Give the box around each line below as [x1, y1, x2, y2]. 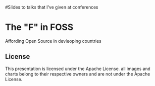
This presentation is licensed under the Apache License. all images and [5, 66, 151, 72]
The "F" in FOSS [5, 22, 73, 33]
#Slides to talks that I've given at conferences [5, 4, 99, 10]
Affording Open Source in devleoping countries [5, 38, 102, 44]
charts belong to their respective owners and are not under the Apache [5, 71, 150, 77]
